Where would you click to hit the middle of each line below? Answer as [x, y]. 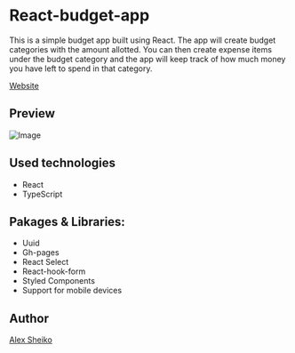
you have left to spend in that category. [81, 68]
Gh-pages [40, 253]
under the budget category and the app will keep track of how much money [147, 59]
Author [29, 318]
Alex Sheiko [31, 340]
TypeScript [42, 194]
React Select [45, 262]
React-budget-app [80, 16]
